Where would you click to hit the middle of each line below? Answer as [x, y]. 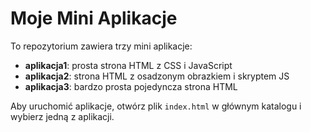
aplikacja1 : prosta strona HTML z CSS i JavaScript [128, 65]
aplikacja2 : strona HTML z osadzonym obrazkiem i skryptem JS [157, 76]
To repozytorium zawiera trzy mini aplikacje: [101, 46]
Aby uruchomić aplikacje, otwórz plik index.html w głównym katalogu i [156, 106]
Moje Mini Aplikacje [94, 18]
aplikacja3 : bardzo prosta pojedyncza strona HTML [131, 86]
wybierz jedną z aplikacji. [62, 116]
